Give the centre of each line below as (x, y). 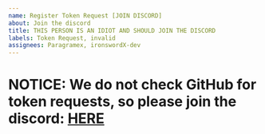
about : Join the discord (49, 23)
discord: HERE (57, 118)
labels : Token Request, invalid (62, 38)
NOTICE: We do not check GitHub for (132, 85)
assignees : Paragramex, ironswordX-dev (75, 45)
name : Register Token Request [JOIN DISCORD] (85, 16)
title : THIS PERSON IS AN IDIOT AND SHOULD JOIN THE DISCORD (112, 30)
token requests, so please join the (123, 102)
